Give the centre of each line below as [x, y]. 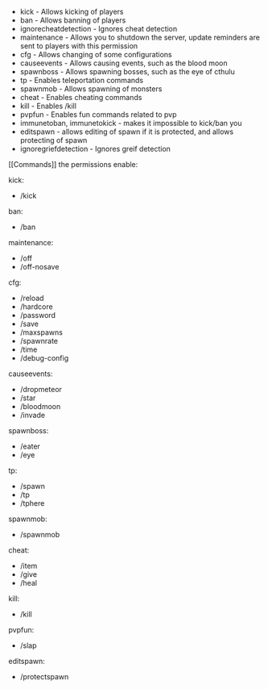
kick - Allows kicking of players [72, 12]
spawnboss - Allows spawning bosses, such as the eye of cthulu [127, 71]
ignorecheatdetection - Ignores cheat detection [99, 29]
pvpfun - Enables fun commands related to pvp [98, 115]
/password [38, 315]
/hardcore [37, 307]
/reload [32, 298]
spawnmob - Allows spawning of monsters [91, 89]
